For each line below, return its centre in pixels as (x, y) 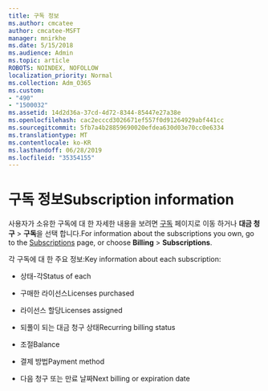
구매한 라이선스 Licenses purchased (77, 293)
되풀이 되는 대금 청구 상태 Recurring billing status (97, 328)
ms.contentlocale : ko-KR (50, 143)
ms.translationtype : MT (48, 135)
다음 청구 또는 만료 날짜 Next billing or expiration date (105, 379)
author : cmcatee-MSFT (45, 31)
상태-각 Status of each (55, 276)
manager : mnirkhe (37, 38)
